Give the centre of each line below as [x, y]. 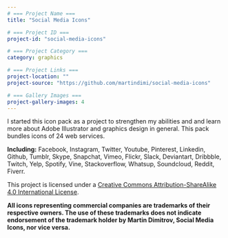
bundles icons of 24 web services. [56, 136]
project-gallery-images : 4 [46, 102]
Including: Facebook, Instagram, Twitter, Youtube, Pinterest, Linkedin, [106, 150]
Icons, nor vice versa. [39, 228]
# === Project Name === [41, 13]
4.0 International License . [43, 192]
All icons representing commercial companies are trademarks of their [109, 206]
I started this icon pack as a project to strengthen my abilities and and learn [114, 121]
